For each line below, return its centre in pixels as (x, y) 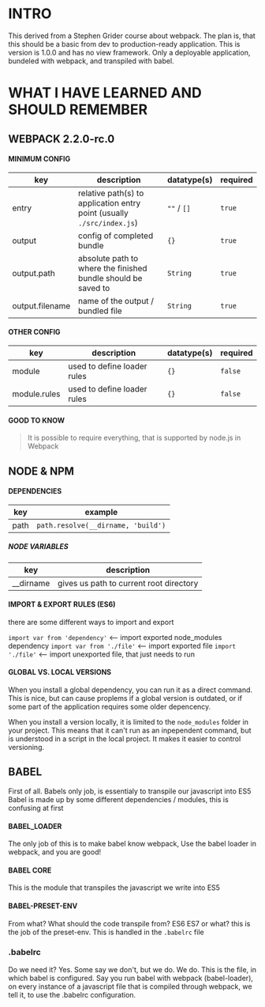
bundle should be (110, 278)
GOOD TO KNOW (37, 420)
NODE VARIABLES (38, 547)
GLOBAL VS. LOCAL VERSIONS (60, 672)
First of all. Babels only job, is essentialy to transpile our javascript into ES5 (130, 791)
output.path (34, 273)
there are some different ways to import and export (91, 622)
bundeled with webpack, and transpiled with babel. (91, 61)
